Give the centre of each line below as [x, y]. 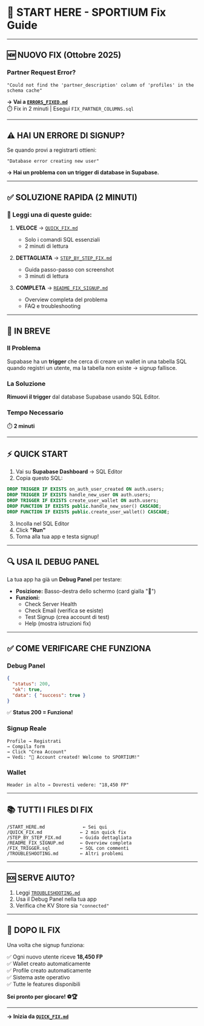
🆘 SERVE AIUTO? [41, 878]
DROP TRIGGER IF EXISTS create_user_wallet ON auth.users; [83, 501]
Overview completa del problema [66, 299]
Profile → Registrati [34, 741]
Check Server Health [51, 604]
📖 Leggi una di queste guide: [50, 214]
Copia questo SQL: [39, 478]
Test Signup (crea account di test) [67, 617]
